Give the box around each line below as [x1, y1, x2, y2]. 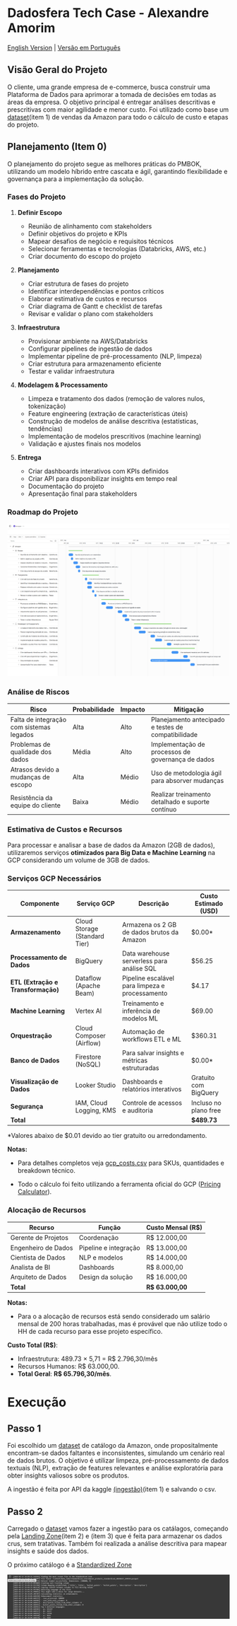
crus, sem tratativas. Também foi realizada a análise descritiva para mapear [7, 1539, 227, 1547]
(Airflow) [75, 1038, 101, 1047]
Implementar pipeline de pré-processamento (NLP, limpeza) [28, 352, 202, 360]
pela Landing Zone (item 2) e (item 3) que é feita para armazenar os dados [7, 1531, 222, 1540]
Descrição [138, 899, 169, 907]
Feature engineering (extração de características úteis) [28, 409, 188, 418]
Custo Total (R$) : [7, 1341, 59, 1349]
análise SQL [122, 964, 157, 973]
